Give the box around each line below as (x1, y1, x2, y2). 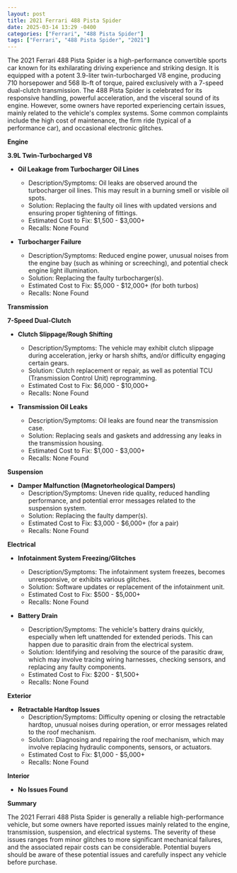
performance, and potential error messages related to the (28, 496, 196, 505)
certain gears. (28, 359, 69, 367)
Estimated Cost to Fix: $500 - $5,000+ (28, 590, 141, 599)
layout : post (7, 10, 46, 18)
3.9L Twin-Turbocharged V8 (7, 152, 93, 160)
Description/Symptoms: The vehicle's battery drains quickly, (28, 625, 204, 634)
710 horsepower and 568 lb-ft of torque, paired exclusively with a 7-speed (7, 79, 224, 87)
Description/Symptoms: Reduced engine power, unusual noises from (28, 251, 229, 260)
